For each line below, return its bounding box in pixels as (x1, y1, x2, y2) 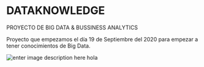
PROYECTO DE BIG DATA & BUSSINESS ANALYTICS (6, 24, 138, 31)
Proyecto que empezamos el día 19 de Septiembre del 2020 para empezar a (6, 35, 198, 43)
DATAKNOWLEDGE (6, 4, 105, 18)
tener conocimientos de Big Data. (6, 42, 91, 49)
